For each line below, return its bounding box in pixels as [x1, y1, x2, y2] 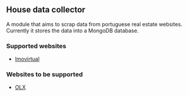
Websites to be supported [6, 70, 83, 79]
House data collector [6, 5, 85, 15]
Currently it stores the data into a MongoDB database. [6, 27, 139, 34]
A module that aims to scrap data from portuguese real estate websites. [6, 20, 183, 27]
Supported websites [6, 42, 67, 50]
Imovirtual [14, 55, 40, 63]
